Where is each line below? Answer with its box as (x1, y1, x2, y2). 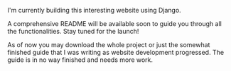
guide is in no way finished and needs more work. (7, 56, 154, 64)
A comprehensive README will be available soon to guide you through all (7, 20, 222, 27)
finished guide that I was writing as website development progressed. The (7, 49, 225, 56)
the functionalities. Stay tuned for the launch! (7, 27, 139, 35)
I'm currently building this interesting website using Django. (7, 6, 181, 14)
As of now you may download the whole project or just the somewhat (7, 41, 210, 49)
